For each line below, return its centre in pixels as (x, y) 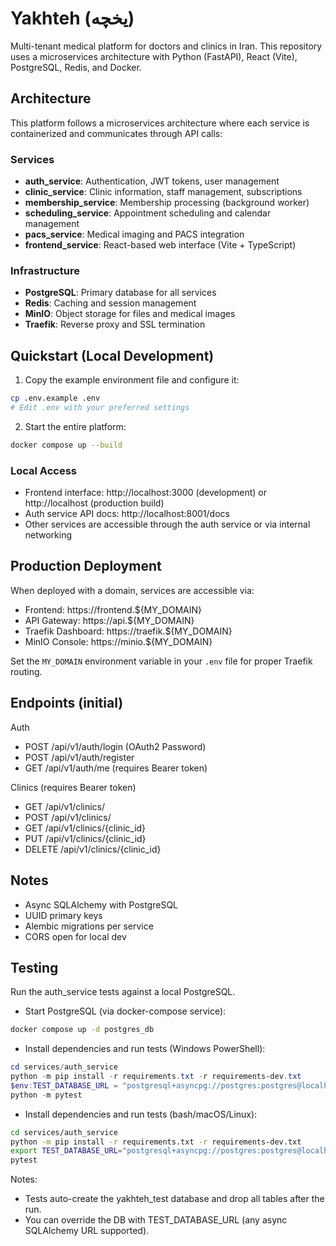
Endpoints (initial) (67, 703)
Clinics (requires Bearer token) (73, 787)
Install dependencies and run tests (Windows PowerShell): (145, 1049)
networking (48, 535)
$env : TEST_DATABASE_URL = (64, 1085)
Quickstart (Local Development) (112, 355)
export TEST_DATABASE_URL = (66, 1151)
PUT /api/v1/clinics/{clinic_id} (85, 838)
